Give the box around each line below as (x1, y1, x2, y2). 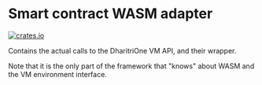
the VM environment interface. (8, 69, 108, 79)
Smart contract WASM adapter (8, 5, 213, 23)
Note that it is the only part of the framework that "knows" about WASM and (8, 61, 255, 71)
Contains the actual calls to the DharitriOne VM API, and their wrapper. (8, 46, 237, 55)
